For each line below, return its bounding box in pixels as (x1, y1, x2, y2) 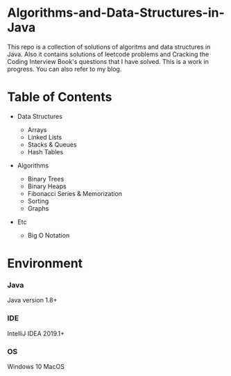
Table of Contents (7, 89, 112, 105)
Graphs (27, 204, 49, 213)
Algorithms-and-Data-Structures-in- (7, 5, 225, 21)
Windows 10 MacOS (7, 362, 65, 370)
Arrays (27, 125, 47, 133)
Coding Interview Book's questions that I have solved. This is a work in (7, 57, 209, 65)
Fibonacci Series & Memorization (27, 189, 123, 197)
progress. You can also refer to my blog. (7, 65, 122, 73)
